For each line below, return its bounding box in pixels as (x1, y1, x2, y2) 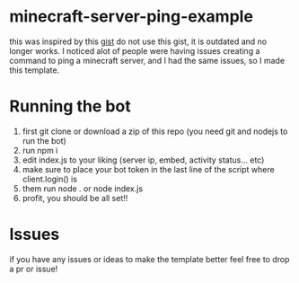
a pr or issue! (9, 263, 58, 274)
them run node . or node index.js (22, 182, 144, 194)
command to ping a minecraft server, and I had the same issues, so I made (9, 55, 286, 66)
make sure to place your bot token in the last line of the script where (22, 164, 276, 174)
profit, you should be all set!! (22, 192, 128, 203)
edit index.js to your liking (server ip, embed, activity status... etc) (22, 155, 265, 165)
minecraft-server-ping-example (9, 6, 254, 27)
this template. (9, 65, 60, 75)
